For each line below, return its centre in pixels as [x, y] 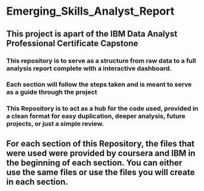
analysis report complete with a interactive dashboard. [89, 68]
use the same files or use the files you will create [100, 172]
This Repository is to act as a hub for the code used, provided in [102, 109]
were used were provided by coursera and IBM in [101, 153]
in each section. [37, 182]
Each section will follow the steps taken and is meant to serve [99, 85]
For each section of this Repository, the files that [100, 144]
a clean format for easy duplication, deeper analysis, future [96, 116]
